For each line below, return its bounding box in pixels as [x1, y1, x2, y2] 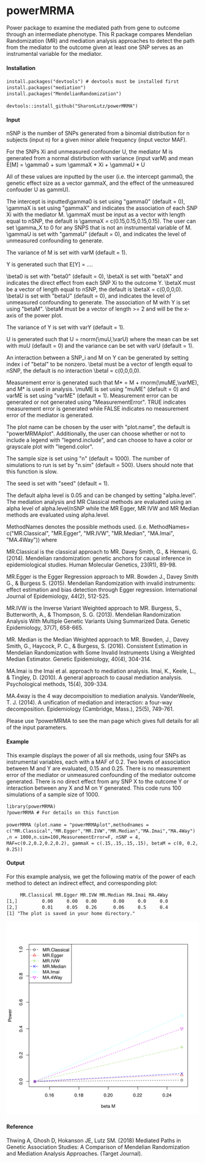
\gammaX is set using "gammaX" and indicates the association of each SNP [6, 204, 198, 212]
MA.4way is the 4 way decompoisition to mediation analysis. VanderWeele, [6, 692, 196, 700]
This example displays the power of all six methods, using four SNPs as [6, 751, 187, 759]
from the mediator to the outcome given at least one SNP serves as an [6, 44, 184, 51]
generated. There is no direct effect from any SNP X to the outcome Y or [6, 778, 189, 785]
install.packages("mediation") [6, 85, 86, 91]
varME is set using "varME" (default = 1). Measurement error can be [6, 392, 177, 400]
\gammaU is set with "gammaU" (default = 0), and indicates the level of [6, 231, 187, 238]
